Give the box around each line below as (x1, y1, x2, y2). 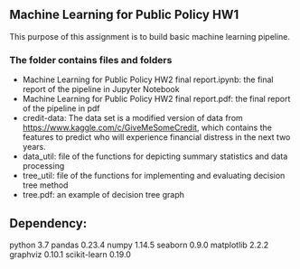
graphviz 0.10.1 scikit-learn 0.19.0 (9, 248, 131, 260)
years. (22, 142, 47, 153)
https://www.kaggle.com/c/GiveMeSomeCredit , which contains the (22, 122, 273, 134)
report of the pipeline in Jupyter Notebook (22, 84, 180, 95)
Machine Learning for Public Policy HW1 (9, 7, 239, 23)
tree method (22, 180, 69, 190)
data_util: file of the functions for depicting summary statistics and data (22, 151, 288, 162)
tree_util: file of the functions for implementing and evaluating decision (22, 171, 286, 181)
